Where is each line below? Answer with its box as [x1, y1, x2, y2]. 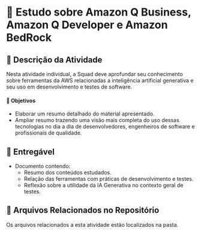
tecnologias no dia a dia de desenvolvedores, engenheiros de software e [14, 123, 195, 130]
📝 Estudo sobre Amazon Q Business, [6, 5, 191, 19]
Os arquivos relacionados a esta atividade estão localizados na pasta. [6, 221, 179, 228]
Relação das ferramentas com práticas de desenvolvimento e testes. [23, 175, 194, 183]
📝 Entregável [6, 147, 55, 157]
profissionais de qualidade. [14, 129, 82, 136]
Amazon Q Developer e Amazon [6, 18, 168, 32]
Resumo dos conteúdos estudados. [23, 169, 112, 176]
